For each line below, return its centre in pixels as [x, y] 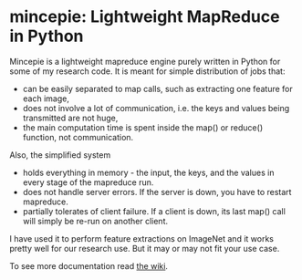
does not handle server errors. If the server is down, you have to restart [157, 192]
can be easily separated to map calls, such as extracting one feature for [158, 88]
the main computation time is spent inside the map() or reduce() [142, 127]
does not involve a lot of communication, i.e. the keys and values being [156, 108]
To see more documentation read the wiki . [89, 265]
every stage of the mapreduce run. [88, 182]
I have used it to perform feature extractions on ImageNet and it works [141, 238]
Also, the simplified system [60, 155]
